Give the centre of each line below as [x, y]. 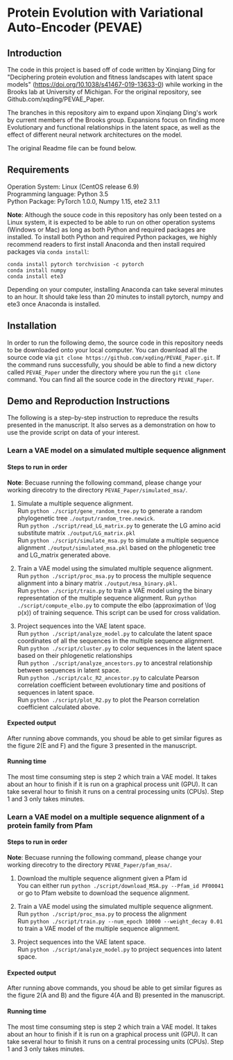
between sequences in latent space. [69, 670]
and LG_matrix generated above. [64, 555]
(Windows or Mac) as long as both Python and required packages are [106, 229]
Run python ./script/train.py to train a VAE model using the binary [115, 590]
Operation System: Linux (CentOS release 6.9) [73, 186]
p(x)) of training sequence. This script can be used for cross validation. [119, 612]
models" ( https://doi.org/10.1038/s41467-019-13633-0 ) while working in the [115, 84]
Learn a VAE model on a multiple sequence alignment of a [106, 817]
